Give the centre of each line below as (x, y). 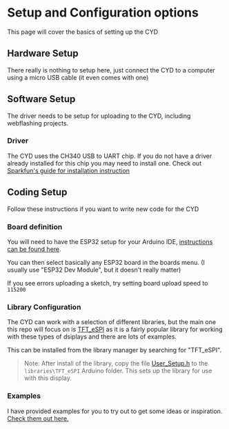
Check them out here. (38, 418)
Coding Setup (37, 192)
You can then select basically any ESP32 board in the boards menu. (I (106, 262)
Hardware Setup (43, 53)
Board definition (35, 227)
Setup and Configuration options (103, 13)
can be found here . (34, 249)
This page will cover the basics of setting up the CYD (83, 32)
